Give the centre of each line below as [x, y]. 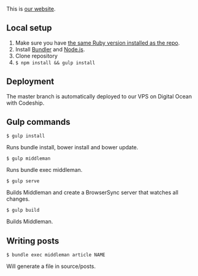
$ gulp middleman [29, 159]
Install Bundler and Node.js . [50, 49]
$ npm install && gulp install [55, 63]
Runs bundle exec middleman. [44, 170]
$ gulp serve [23, 181]
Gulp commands [38, 122]
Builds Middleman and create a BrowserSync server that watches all [93, 193]
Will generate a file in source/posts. [51, 266]
